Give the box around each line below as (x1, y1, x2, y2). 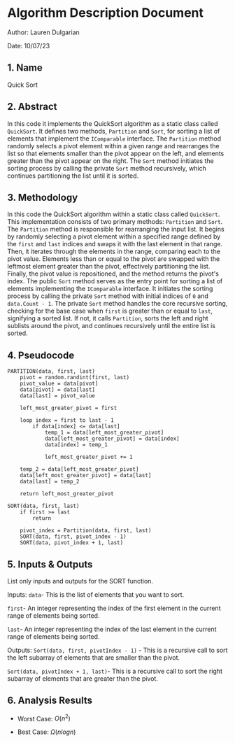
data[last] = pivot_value (20, 392, 96, 399)
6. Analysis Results (7, 695, 93, 707)
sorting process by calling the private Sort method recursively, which (7, 164, 206, 172)
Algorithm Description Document (7, 5, 204, 21)
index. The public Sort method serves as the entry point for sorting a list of (7, 277, 223, 285)
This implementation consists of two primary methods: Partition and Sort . (7, 218, 223, 226)
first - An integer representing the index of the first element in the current (7, 604, 221, 612)
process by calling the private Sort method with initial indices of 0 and (7, 292, 208, 300)
